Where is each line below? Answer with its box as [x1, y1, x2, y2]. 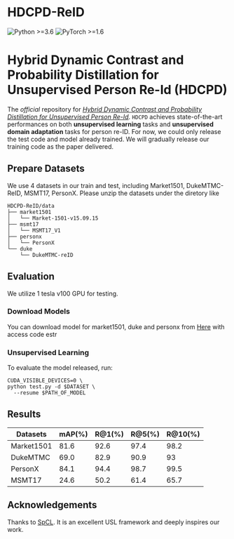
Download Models [7, 307, 70, 317]
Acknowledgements [7, 499, 97, 511]
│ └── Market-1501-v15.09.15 [7, 215, 99, 222]
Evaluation [7, 271, 55, 283]
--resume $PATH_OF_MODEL [13, 390, 86, 397]
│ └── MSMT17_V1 [7, 227, 61, 234]
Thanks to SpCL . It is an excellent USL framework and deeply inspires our [7, 517, 220, 526]
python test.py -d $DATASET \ [7, 383, 96, 390]
